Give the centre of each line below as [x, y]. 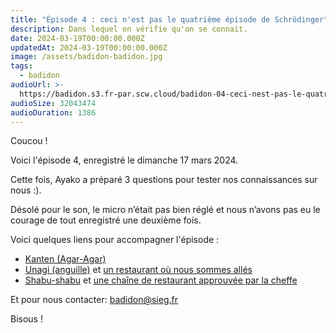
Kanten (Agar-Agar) [65, 259]
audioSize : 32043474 [53, 103]
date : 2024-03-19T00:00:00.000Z [77, 38]
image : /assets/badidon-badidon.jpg [86, 57]
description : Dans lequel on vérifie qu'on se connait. [129, 29]
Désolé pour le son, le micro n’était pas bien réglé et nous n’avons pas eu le [165, 210]
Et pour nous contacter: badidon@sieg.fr [94, 300]
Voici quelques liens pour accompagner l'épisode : [115, 240]
